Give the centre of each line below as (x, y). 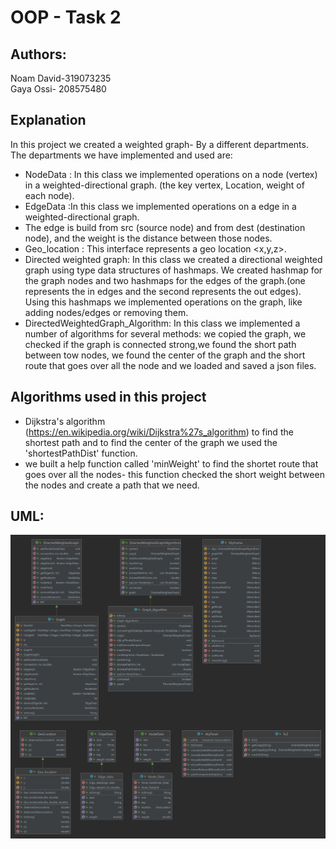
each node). (49, 195)
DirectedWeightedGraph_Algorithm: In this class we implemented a (162, 323)
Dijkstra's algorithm (65, 421)
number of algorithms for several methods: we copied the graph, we (165, 333)
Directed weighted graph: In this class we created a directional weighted (173, 259)
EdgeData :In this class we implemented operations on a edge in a (160, 206)
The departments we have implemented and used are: (121, 155)
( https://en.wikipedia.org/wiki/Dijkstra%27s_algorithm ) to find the (159, 432)
